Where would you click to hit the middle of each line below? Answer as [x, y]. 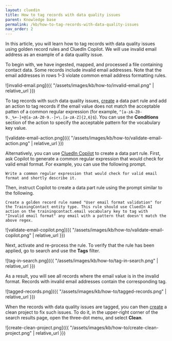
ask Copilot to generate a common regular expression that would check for [84, 159]
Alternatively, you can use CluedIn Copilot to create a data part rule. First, [83, 153]
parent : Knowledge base [31, 19]
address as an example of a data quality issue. [54, 55]
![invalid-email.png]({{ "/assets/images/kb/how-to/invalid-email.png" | [80, 86]
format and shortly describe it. [41, 178]
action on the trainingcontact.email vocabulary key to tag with [77, 212]
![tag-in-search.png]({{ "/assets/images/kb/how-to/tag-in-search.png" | [82, 261]
